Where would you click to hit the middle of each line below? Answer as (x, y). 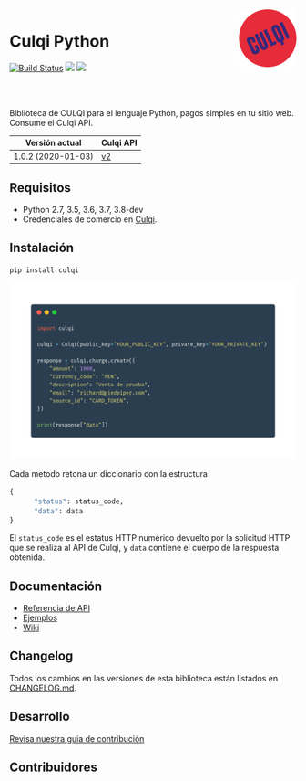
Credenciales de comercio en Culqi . (90, 219)
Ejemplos (40, 618)
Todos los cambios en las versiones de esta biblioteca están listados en (144, 678)
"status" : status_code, (79, 501)
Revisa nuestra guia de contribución (77, 738)
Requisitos (40, 188)
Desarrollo (40, 717)
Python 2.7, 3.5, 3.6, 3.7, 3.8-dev (83, 210)
